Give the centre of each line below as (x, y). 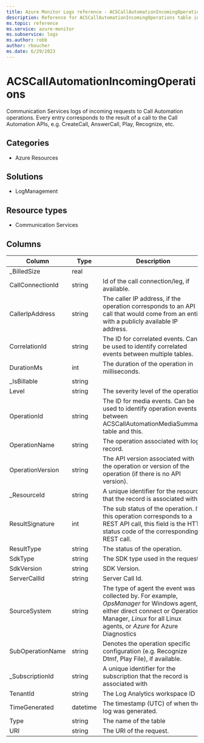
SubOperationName (38, 651)
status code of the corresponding (151, 531)
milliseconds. (122, 371)
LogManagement (36, 191)
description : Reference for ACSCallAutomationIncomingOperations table (99, 18)
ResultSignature (32, 523)
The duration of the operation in (148, 363)
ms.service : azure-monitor (40, 29)
